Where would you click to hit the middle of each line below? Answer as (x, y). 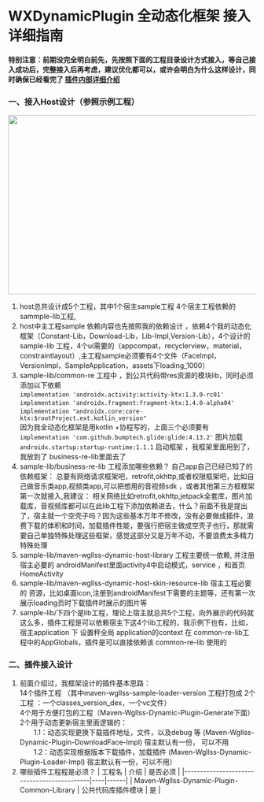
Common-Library (48, 790)
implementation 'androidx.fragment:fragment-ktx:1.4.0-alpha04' (127, 403)
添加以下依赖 (40, 385)
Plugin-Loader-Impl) (52, 762)
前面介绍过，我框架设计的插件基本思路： (85, 683)
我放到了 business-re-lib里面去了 (73, 457)
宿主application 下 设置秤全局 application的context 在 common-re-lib (131, 633)
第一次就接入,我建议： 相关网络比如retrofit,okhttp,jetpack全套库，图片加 (136, 496)
